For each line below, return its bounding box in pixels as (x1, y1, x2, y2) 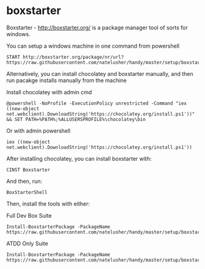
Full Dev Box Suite (6, 212, 52, 219)
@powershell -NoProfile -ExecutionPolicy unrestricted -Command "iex (6, 100, 187, 106)
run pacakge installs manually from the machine (6, 76, 127, 84)
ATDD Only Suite (6, 240, 49, 247)
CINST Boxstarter (6, 166, 51, 173)
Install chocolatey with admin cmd (6, 88, 92, 95)
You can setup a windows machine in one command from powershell (6, 42, 180, 50)
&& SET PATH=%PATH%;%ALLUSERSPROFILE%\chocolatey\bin (6, 116, 146, 122)
